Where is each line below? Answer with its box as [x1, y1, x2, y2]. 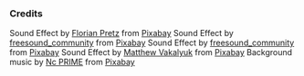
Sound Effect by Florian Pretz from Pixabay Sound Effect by [9, 28, 235, 39]
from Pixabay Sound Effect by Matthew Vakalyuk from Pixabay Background [9, 47, 293, 58]
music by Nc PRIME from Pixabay [9, 57, 135, 68]
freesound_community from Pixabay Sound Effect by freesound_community [9, 37, 295, 48]
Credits [9, 7, 43, 20]
